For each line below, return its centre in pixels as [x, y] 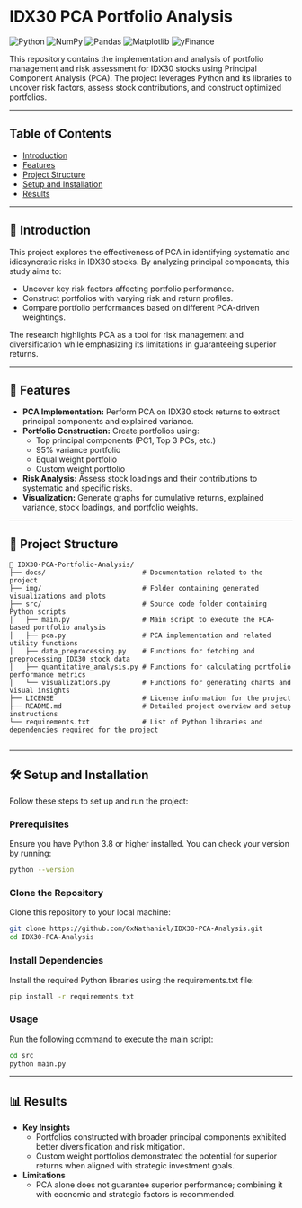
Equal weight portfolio [76, 459]
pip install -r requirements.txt [72, 996]
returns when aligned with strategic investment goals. [135, 1166]
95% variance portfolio [78, 450]
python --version [42, 870]
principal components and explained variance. [108, 422]
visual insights [40, 691]
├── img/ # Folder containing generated [134, 589]
